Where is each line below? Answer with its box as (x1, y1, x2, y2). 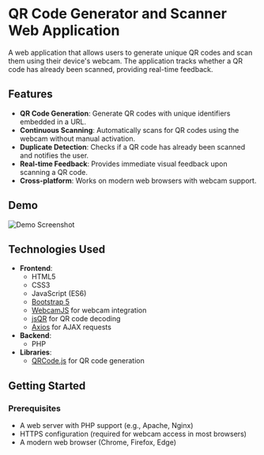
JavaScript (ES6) (31, 289, 87, 298)
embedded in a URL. (19, 116, 87, 127)
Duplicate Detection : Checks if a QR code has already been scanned (19, 142, 246, 151)
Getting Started (8, 379, 86, 392)
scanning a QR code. (19, 167, 89, 176)
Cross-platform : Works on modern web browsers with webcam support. (19, 176, 257, 185)
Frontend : (19, 264, 53, 273)
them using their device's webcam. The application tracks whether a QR (8, 56, 243, 66)
